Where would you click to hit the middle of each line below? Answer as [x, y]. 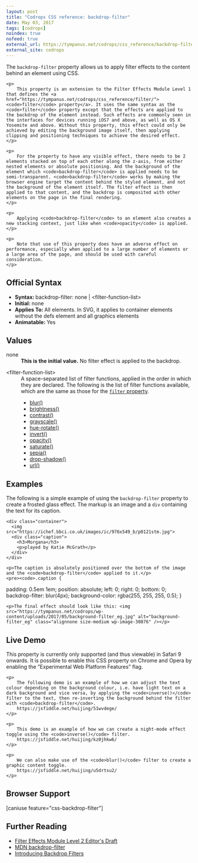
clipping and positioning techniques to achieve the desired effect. [93, 135]
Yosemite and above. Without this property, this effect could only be [96, 125]
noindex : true [24, 34]
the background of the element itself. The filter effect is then [89, 187]
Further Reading [37, 827]
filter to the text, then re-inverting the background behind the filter [99, 698]
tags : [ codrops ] [26, 28]
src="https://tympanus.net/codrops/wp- [55, 612]
